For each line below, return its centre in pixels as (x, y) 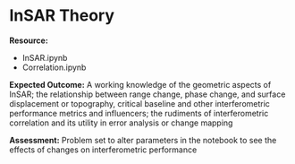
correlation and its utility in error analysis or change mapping (121, 123)
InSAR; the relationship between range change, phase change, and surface (147, 94)
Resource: (29, 40)
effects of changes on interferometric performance (103, 150)
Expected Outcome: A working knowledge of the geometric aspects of (140, 84)
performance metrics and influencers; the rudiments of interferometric (139, 113)
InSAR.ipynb (45, 57)
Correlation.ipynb (54, 67)
